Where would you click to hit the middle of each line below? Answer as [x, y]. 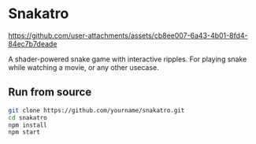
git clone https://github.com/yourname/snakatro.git [96, 110]
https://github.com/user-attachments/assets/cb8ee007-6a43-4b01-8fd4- [128, 35]
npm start [24, 132]
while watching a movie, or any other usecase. [83, 67]
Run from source [50, 92]
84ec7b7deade [33, 43]
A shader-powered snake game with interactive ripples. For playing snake [128, 59]
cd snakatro [28, 118]
